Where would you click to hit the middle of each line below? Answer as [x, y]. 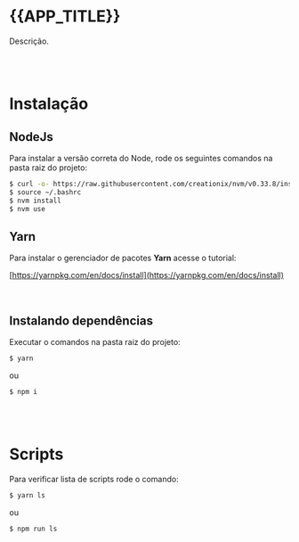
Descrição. [29, 41]
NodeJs [31, 137]
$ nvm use [28, 209]
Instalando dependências [81, 320]
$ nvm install [36, 201]
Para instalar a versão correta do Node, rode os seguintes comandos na [141, 158]
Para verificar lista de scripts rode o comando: [94, 479]
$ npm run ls [33, 529]
